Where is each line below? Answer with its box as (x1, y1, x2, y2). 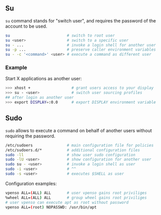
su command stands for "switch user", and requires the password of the (5, 17, 156, 23)
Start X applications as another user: (5, 76, 82, 82)
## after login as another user (5, 95, 74, 100)
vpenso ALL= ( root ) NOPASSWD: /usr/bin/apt (5, 204, 97, 210)
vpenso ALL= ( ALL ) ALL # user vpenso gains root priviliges (5, 190, 147, 196)
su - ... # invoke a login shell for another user (5, 42, 156, 47)
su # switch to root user (5, 33, 115, 38)
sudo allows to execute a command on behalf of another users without (5, 127, 152, 133)
